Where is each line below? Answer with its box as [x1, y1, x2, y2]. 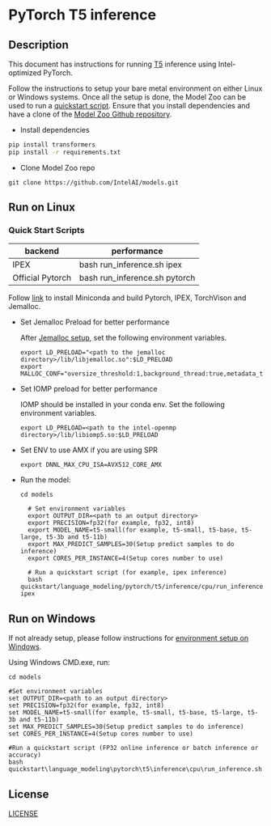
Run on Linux [8, 201, 75, 214]
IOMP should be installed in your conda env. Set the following [19, 400, 225, 409]
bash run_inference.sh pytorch [78, 273, 196, 284]
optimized [8, 68, 42, 78]
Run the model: [19, 475, 71, 485]
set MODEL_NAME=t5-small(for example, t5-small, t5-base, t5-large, [8, 709, 244, 717]
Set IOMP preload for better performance [19, 384, 158, 394]
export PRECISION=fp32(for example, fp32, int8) [28, 519, 195, 527]
